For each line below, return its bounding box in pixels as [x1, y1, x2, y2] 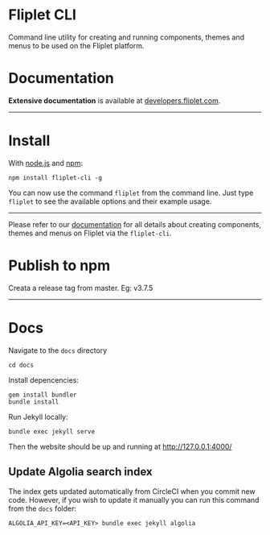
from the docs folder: [8, 504, 76, 513]
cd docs [8, 361, 35, 369]
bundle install [8, 397, 59, 406]
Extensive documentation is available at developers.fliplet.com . [8, 95, 221, 106]
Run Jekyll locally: [8, 412, 68, 421]
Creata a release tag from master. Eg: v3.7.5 [8, 283, 153, 292]
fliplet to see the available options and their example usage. [8, 196, 212, 206]
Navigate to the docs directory [8, 345, 108, 355]
